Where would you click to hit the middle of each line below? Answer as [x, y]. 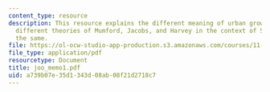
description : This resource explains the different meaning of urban [127, 23]
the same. [32, 38]
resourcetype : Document [48, 61]
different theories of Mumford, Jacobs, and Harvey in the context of [136, 30]
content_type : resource [48, 16]
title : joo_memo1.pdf [45, 68]
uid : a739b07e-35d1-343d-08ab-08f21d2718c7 [82, 75]
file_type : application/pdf [55, 53]
